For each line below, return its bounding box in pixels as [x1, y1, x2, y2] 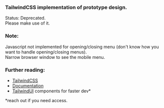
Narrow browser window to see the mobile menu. [5, 54, 105, 60]
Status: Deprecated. [5, 15, 46, 21]
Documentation [12, 82, 44, 88]
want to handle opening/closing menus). [5, 49, 87, 55]
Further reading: [5, 66, 45, 73]
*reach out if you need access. [5, 97, 68, 103]
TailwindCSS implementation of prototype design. [5, 4, 127, 11]
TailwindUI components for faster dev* [12, 88, 91, 94]
